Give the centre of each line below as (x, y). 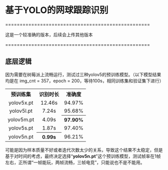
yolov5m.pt (21, 119)
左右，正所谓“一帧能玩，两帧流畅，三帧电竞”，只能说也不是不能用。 (75, 162)
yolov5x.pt (21, 103)
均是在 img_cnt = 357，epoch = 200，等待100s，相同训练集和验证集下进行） (84, 81)
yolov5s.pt (21, 128)
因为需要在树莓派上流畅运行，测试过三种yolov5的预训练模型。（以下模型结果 (83, 74)
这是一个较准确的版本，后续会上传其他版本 (49, 34)
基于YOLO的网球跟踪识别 (57, 10)
